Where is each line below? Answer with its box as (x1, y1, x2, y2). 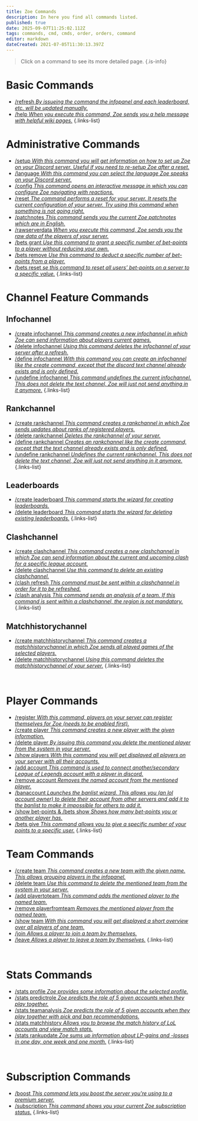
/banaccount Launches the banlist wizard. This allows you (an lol (14, 789, 173, 796)
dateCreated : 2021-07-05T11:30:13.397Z (6, 42, 104, 48)
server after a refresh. (14, 349, 69, 356)
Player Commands (6, 694, 98, 708)
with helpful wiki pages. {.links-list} (14, 116, 100, 124)
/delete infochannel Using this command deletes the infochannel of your (14, 342, 191, 349)
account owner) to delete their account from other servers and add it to (14, 795, 189, 802)
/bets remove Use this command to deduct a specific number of (14, 251, 171, 258)
